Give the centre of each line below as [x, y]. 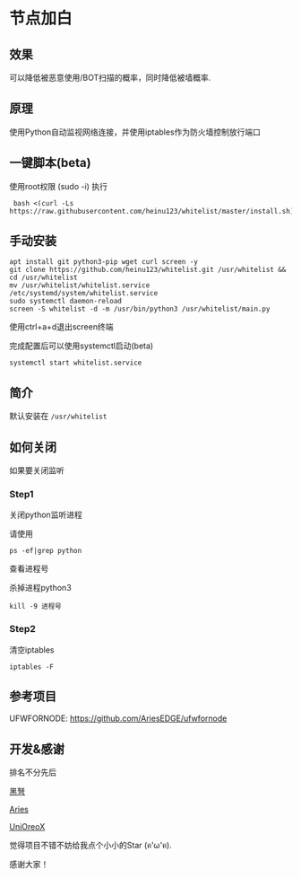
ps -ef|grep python [46, 551]
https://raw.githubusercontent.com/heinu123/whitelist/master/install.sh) [152, 211]
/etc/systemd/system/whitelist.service [84, 294]
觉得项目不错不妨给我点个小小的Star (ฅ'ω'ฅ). [90, 846]
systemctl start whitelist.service [76, 363]
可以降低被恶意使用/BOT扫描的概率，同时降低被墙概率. [110, 78]
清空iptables [32, 650]
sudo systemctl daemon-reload [66, 302]
